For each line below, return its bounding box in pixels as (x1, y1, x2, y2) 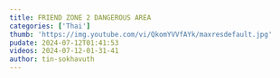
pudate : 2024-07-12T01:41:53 (9, 38, 119, 48)
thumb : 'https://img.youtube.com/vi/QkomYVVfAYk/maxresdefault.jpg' (9, 30, 273, 39)
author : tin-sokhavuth (9, 55, 95, 64)
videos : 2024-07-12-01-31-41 (9, 47, 119, 56)
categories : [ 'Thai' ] (9, 22, 91, 30)
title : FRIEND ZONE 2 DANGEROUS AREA (9, 13, 152, 22)
